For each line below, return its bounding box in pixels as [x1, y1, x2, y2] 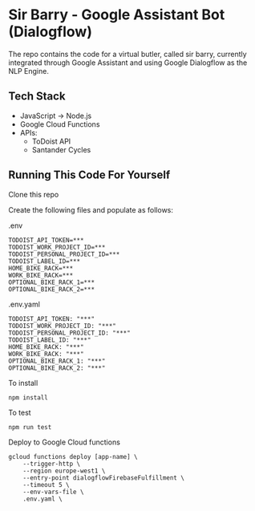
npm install [8, 393, 48, 402]
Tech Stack [8, 90, 66, 103]
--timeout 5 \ [22, 481, 70, 489]
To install [8, 378, 38, 387]
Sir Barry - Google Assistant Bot [8, 6, 225, 24]
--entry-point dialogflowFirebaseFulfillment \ [22, 473, 184, 482]
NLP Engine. [8, 66, 50, 75]
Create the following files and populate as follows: [8, 205, 174, 214]
